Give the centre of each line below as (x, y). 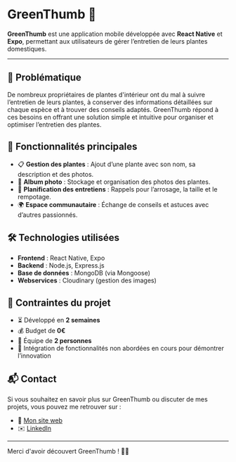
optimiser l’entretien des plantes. (54, 124)
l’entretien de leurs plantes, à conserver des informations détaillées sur (110, 102)
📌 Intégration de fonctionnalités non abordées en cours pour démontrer (121, 349)
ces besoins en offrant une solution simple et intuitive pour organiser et (111, 117)
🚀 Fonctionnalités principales (72, 147)
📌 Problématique (45, 78)
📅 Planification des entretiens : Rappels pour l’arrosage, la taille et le (117, 189)
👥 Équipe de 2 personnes (54, 341)
